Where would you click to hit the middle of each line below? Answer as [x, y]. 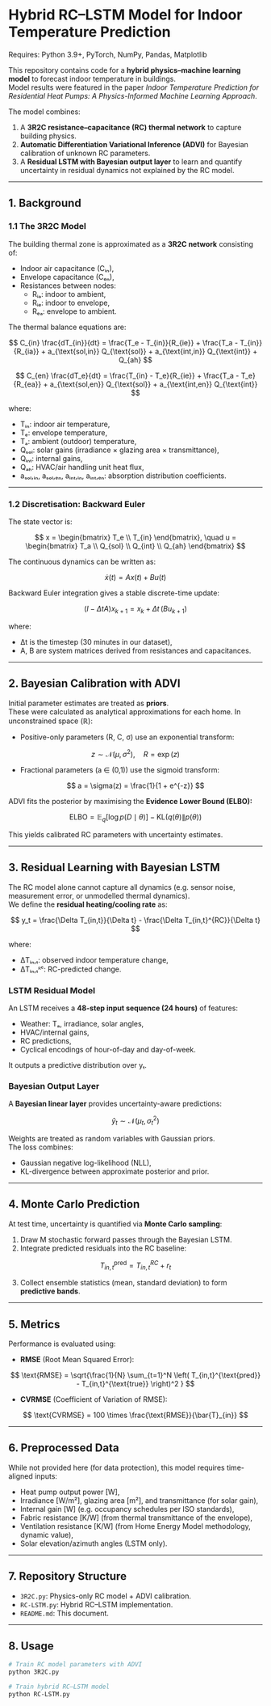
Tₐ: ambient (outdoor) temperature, [78, 441]
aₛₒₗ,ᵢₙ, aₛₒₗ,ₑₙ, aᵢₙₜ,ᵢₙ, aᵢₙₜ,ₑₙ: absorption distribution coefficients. [123, 476]
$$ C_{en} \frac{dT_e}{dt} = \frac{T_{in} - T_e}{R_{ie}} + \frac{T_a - [127, 375]
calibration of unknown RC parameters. [85, 153]
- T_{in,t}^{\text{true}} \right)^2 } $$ [135, 1383]
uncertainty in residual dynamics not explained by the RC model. [127, 170]
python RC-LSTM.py [39, 1694]
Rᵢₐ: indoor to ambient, [69, 294]
